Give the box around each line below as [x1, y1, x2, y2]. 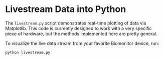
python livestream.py [5, 50, 51, 55]
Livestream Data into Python [5, 3, 126, 15]
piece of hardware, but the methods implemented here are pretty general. [5, 30, 157, 36]
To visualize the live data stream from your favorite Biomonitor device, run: [5, 40, 159, 46]
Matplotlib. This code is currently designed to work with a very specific [5, 25, 152, 31]
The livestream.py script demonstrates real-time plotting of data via [5, 20, 146, 26]
